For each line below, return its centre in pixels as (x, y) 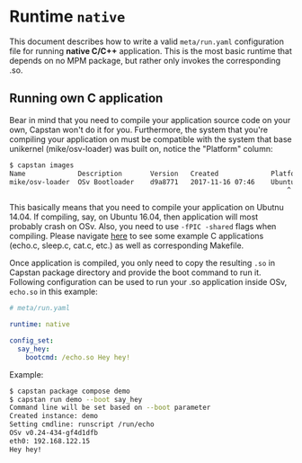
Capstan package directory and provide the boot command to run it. (136, 272)
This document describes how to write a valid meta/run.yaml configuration (147, 41)
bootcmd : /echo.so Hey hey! (78, 357)
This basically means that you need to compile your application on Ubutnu (147, 208)
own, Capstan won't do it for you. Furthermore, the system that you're (138, 129)
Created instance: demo (54, 416)
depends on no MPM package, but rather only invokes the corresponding (145, 60)
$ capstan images (42, 165)
